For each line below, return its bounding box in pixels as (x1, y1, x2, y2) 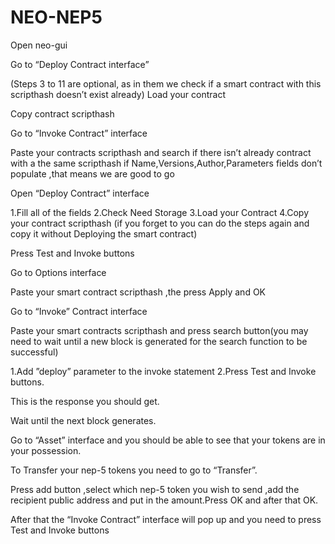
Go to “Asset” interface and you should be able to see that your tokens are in (10, 434, 326, 446)
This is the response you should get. (10, 395, 160, 407)
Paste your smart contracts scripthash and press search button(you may (10, 324, 309, 336)
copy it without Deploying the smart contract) (10, 227, 198, 240)
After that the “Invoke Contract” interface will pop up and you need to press (10, 513, 322, 525)
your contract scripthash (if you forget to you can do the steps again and (10, 217, 310, 229)
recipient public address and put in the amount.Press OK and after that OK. (10, 494, 319, 506)
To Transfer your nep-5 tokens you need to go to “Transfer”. (10, 464, 258, 476)
